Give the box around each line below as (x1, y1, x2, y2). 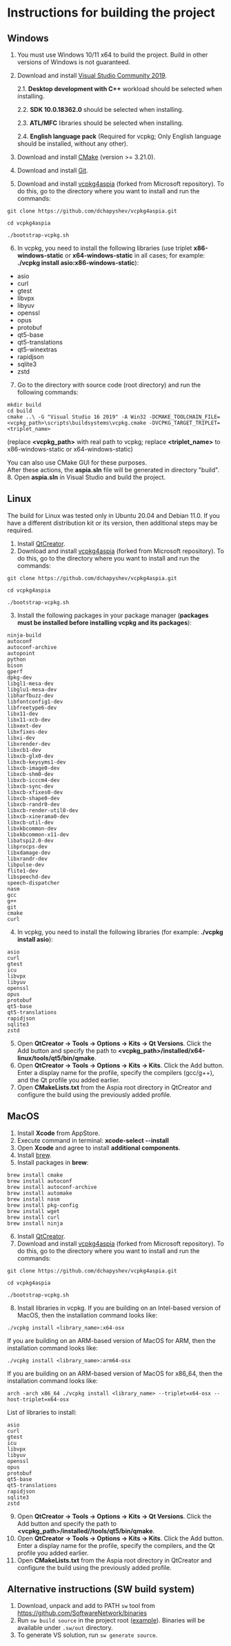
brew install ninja (7, 1220, 63, 1227)
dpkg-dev (7, 674, 32, 681)
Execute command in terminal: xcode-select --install (17, 1136, 169, 1144)
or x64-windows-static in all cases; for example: (64, 251, 205, 260)
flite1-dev (7, 867, 39, 874)
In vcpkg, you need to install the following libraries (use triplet (17, 244, 192, 252)
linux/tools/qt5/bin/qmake (17, 1054, 95, 1062)
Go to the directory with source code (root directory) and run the (17, 381, 201, 389)
